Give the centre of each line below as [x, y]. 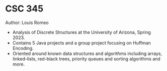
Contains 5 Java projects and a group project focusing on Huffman [81, 42]
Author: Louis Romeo [27, 22]
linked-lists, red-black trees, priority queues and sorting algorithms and [87, 58]
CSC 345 [24, 9]
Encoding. [23, 48]
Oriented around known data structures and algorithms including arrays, [87, 53]
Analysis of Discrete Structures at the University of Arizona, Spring [81, 32]
